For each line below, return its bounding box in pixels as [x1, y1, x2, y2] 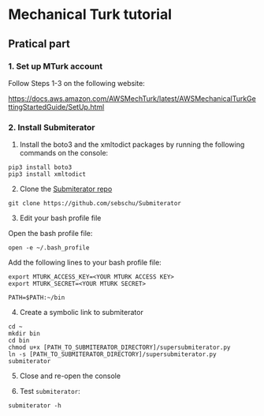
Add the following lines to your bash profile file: [8, 258, 162, 268]
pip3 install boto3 [8, 163, 73, 171]
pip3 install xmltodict [8, 171, 87, 178]
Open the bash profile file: [8, 229, 93, 238]
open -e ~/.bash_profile [8, 244, 90, 252]
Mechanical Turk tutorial [8, 6, 172, 24]
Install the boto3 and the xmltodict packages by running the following [19, 140, 245, 149]
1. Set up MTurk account [8, 61, 103, 72]
